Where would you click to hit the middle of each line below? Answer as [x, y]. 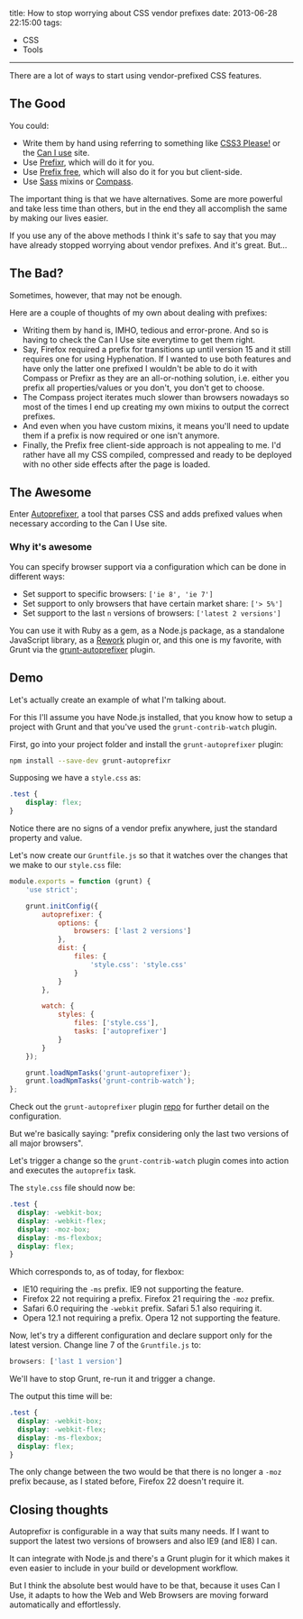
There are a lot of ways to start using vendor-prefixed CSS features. [136, 75]
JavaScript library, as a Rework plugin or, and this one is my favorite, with [146, 640]
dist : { [72, 948]
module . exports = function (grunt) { [80, 882]
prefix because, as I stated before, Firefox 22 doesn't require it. [127, 1481]
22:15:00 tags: [36, 23]
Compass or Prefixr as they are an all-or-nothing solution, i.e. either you [156, 378]
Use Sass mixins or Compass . [78, 181]
